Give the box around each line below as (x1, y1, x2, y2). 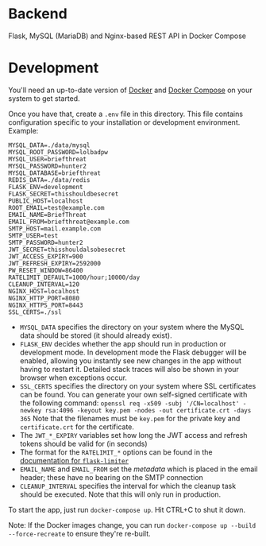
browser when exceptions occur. (19, 373, 127, 382)
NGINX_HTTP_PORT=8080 (8, 294, 80, 302)
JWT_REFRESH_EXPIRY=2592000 (8, 259, 102, 267)
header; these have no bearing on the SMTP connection (19, 472, 204, 482)
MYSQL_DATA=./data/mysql (8, 141, 91, 149)
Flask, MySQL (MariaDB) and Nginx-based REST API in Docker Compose (8, 31, 246, 41)
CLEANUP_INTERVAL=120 (8, 280, 80, 288)
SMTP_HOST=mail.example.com (8, 224, 102, 233)
